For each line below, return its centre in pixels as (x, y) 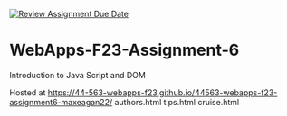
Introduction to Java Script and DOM (78, 75)
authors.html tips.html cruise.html (177, 102)
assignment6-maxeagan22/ (61, 102)
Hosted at (28, 92)
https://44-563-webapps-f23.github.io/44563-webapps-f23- (163, 92)
